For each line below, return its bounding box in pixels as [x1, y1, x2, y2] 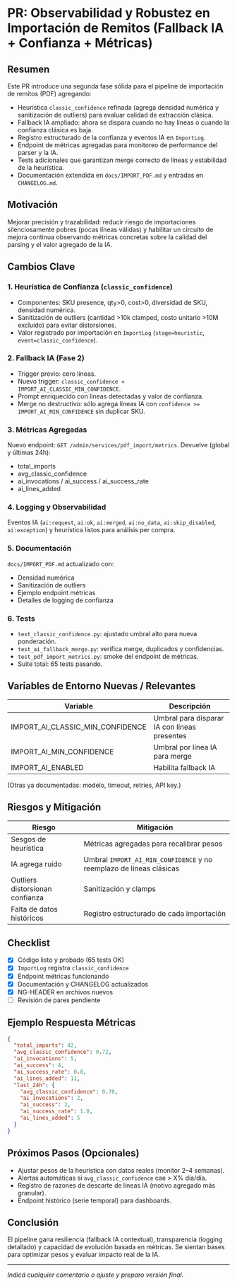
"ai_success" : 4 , [13, 1062, 65, 1069]
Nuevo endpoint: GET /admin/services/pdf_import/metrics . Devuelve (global [7, 441, 230, 449]
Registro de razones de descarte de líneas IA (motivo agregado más [17, 1181, 216, 1190]
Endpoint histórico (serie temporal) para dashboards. [17, 1196, 171, 1205]
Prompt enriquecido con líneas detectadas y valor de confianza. [17, 391, 204, 401]
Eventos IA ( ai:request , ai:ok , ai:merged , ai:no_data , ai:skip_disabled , [7, 518, 217, 527]
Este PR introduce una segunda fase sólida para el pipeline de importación [7, 82, 224, 90]
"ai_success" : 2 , [20, 1101, 71, 1108]
